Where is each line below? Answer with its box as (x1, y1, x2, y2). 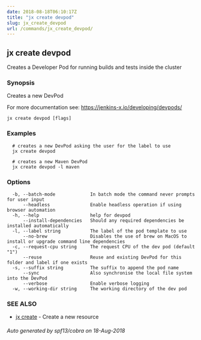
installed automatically (7, 222, 69, 228)
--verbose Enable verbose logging (22, 280, 149, 287)
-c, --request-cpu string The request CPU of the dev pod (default (12, 243, 196, 249)
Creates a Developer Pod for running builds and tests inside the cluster (7, 64, 182, 71)
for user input (7, 196, 45, 203)
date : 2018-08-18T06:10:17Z (7, 8, 77, 15)
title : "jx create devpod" (7, 14, 74, 20)
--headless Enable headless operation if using (22, 201, 182, 207)
